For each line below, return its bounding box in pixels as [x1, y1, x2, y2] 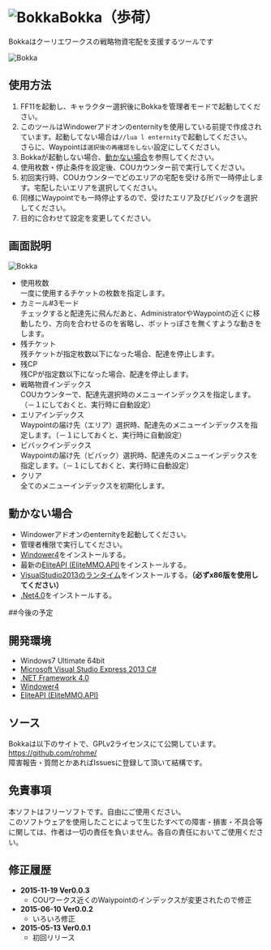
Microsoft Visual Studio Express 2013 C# [19, 664, 157, 674]
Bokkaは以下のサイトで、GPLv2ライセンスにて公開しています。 [8, 739, 221, 748]
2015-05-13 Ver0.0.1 [19, 922, 91, 932]
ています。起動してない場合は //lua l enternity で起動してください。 [19, 131, 252, 141]
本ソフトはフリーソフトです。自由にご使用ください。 [8, 806, 186, 816]
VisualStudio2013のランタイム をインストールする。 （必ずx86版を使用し [19, 570, 259, 580]
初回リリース [32, 932, 75, 942]
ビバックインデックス [19, 440, 92, 449]
